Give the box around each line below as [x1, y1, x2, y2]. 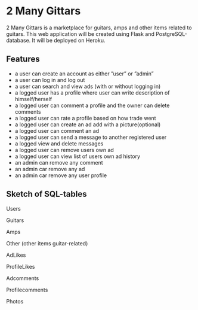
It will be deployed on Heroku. [32, 37, 106, 44]
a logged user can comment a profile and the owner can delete [14, 102, 170, 109]
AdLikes [6, 251, 26, 259]
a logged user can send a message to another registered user [14, 133, 167, 141]
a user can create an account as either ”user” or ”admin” [14, 70, 154, 77]
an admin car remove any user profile [14, 172, 107, 179]
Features [6, 54, 40, 64]
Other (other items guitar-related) [6, 239, 88, 247]
